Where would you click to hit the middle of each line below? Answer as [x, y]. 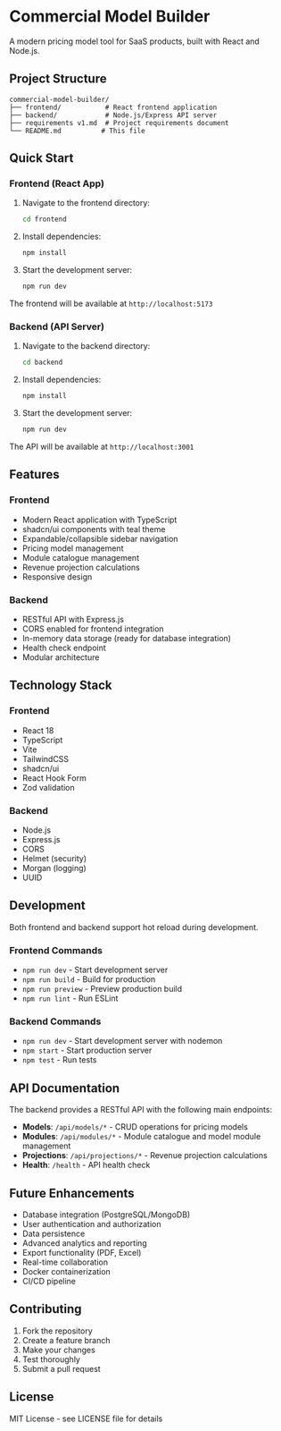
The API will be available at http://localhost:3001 [102, 446]
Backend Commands [55, 1021]
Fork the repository [58, 1331]
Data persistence [54, 1233]
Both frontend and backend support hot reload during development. [134, 927]
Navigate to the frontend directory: [86, 203]
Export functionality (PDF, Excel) [82, 1252]
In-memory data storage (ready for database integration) [127, 638]
